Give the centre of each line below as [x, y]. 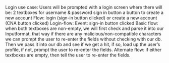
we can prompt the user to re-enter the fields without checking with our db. [84, 39]
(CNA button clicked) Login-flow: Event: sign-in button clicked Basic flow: [82, 23]
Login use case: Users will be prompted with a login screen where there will [84, 7]
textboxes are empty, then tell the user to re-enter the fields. [68, 55]
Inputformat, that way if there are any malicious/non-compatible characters [83, 34]
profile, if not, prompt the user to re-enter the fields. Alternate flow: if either [83, 50]
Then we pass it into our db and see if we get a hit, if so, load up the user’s [83, 44]
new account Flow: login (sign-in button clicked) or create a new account [81, 18]
